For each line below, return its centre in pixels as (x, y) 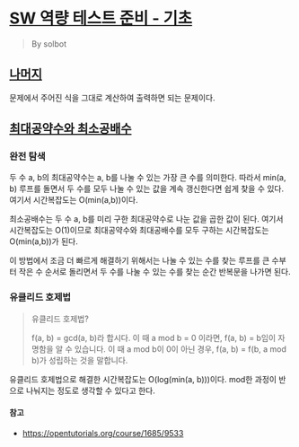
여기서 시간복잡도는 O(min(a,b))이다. (74, 200)
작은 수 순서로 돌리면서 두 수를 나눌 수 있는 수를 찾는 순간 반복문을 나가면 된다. (155, 272)
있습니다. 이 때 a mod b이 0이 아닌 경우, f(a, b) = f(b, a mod (181, 349)
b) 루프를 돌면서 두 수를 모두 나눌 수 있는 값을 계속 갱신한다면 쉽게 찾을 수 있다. (147, 188)
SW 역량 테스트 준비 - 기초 (101, 18)
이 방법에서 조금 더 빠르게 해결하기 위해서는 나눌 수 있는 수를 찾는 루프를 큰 (140, 260)
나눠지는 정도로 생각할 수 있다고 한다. (90, 390)
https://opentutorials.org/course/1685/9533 (103, 433)
